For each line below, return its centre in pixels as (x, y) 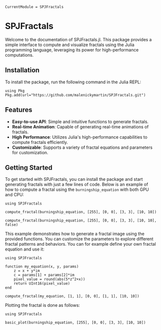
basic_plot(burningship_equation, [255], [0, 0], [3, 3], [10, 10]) (75, 323)
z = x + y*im (27, 271)
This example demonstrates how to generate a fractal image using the (75, 234)
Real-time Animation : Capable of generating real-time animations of (80, 126)
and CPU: (15, 195)
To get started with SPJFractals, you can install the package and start (74, 179)
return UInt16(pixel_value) (42, 283)
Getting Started (29, 167)
